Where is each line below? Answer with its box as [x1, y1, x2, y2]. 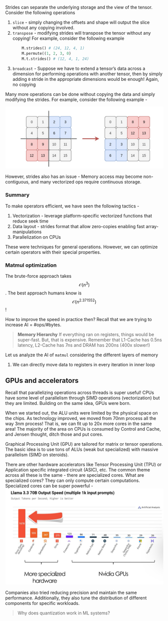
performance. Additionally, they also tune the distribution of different [5, 595, 147, 601]
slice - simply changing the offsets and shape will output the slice [12, 20, 150, 25]
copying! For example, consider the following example [12, 35, 124, 41]
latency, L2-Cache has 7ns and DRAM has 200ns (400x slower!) [17, 342, 150, 348]
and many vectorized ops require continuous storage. [31, 179, 141, 185]
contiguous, [5, 179, 30, 185]
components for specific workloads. [5, 600, 80, 606]
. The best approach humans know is [5, 290, 82, 296]
